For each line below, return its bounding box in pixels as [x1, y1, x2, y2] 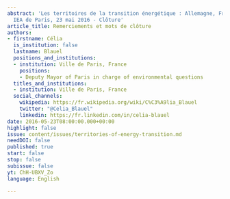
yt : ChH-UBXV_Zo [7, 169, 53, 176]
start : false [7, 150, 44, 157]
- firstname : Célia [7, 36, 63, 42]
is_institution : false [13, 42, 78, 49]
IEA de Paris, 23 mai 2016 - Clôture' [13, 16, 125, 23]
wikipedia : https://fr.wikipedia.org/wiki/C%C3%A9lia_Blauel [19, 99, 197, 106]
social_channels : [13, 93, 63, 100]
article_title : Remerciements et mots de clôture [7, 23, 152, 29]
